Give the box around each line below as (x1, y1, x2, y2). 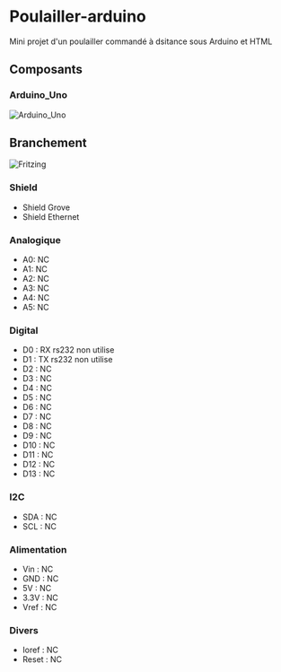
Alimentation (9, 543, 67, 555)
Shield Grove (22, 202, 70, 213)
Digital (9, 324, 39, 336)
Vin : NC (22, 563, 54, 574)
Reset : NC (22, 654, 63, 665)
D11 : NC (22, 449, 54, 460)
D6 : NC (22, 402, 52, 413)
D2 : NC (22, 363, 52, 374)
